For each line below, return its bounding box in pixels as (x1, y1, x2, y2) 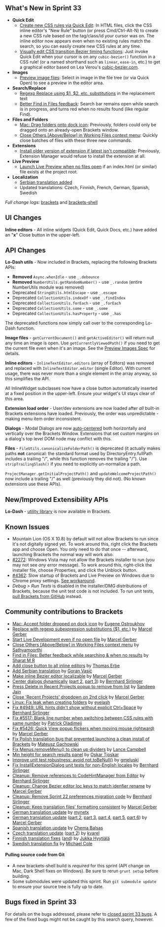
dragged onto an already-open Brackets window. (19, 127, 119, 132)
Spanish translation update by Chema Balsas (12, 825, 103, 830)
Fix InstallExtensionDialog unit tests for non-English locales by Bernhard (12, 762, 159, 768)
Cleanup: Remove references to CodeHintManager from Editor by (12, 772, 145, 778)
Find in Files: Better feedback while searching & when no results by (12, 652, 149, 658)
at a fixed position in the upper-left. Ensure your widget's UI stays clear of (5, 391, 155, 397)
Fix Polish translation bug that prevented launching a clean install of (12, 736, 150, 742)
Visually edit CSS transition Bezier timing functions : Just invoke (19, 48, 148, 54)
